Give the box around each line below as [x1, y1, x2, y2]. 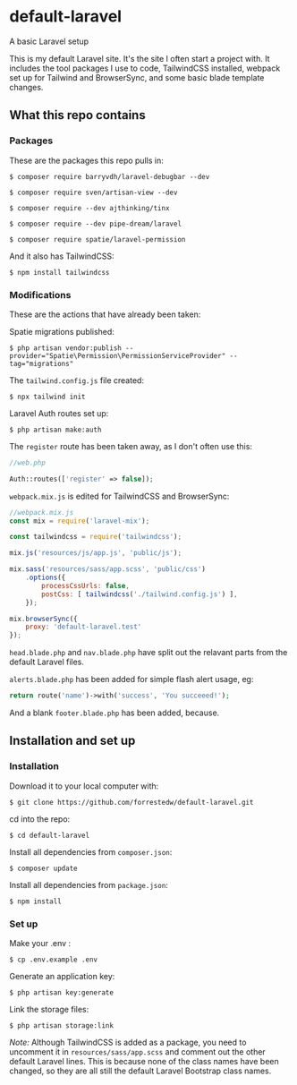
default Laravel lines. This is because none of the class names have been [9, 1056, 279, 1067]
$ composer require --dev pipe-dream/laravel [9, 219, 182, 228]
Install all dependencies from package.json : [9, 879, 168, 890]
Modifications [9, 288, 72, 301]
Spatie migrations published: [9, 326, 115, 337]
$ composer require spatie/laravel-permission [9, 235, 186, 243]
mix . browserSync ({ [9, 614, 78, 623]
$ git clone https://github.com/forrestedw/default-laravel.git [9, 798, 254, 807]
